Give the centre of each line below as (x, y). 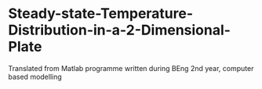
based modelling (35, 77)
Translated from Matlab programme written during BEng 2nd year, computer (131, 68)
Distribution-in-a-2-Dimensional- (120, 30)
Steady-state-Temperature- (101, 14)
